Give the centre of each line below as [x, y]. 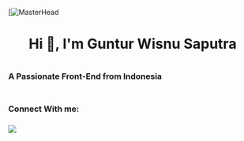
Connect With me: [44, 109]
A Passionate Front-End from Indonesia [85, 76]
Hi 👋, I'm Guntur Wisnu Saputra [133, 44]
